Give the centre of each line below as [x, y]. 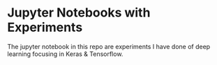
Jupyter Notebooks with [79, 13]
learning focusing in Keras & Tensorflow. [65, 54]
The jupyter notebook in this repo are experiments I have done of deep [109, 46]
